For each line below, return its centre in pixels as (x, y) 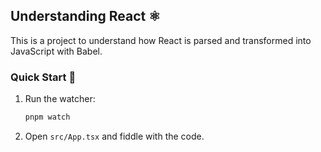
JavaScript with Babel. (56, 51)
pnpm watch (47, 117)
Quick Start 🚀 (43, 77)
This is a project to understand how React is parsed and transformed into (161, 40)
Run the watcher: (60, 99)
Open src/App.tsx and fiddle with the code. (114, 136)
